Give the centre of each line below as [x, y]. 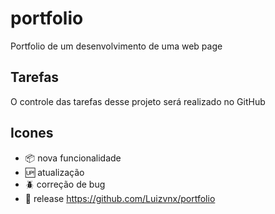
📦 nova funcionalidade [73, 158]
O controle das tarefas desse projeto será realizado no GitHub [138, 101]
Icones [32, 133]
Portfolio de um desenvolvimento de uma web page [116, 46]
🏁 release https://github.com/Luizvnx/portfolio [120, 198]
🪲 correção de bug [65, 184]
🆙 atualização [54, 172]
